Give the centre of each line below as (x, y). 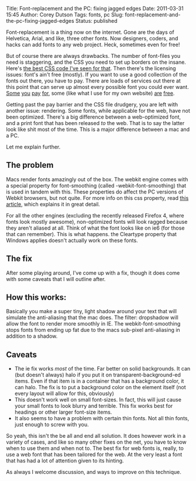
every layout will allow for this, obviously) (64, 393)
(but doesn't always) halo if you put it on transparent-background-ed (98, 375)
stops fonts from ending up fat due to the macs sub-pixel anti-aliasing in (93, 330)
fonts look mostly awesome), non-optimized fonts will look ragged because (97, 222)
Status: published (97, 21)
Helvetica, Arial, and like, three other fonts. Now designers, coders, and (92, 38)
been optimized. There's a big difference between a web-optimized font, (94, 117)
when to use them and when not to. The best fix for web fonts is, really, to (95, 448)
